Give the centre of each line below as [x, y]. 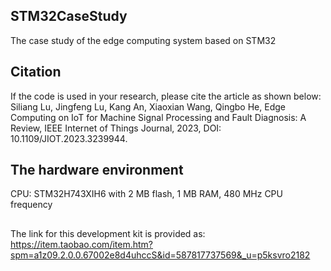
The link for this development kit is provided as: [108, 233]
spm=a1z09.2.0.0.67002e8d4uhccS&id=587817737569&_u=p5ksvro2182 [160, 255]
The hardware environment [97, 170]
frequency [31, 205]
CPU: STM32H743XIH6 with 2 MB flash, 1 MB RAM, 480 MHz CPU [146, 194]
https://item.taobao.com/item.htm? [81, 244]
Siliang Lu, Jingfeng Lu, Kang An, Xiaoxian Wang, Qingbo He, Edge [148, 106]
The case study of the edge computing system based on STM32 [143, 40]
